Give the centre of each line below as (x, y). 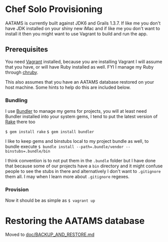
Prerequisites (27, 49)
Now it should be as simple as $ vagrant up (50, 200)
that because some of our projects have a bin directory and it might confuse (84, 166)
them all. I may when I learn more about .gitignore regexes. (67, 177)
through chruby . (22, 72)
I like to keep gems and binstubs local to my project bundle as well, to (77, 141)
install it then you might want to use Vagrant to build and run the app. (76, 34)
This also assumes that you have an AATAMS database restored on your (80, 82)
